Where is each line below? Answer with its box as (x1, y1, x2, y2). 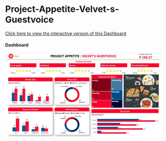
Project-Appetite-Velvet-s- (5, 3, 119, 15)
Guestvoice (5, 14, 54, 25)
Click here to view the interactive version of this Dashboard (5, 30, 127, 36)
